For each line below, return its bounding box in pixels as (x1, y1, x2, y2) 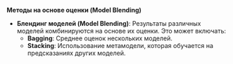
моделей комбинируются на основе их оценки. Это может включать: (16, 27, 227, 35)
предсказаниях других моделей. (27, 49, 126, 57)
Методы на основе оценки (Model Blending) (6, 6, 142, 14)
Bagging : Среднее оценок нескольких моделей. (27, 34, 173, 42)
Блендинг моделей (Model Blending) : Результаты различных (16, 19, 201, 27)
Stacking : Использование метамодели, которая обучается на (27, 42, 214, 49)
